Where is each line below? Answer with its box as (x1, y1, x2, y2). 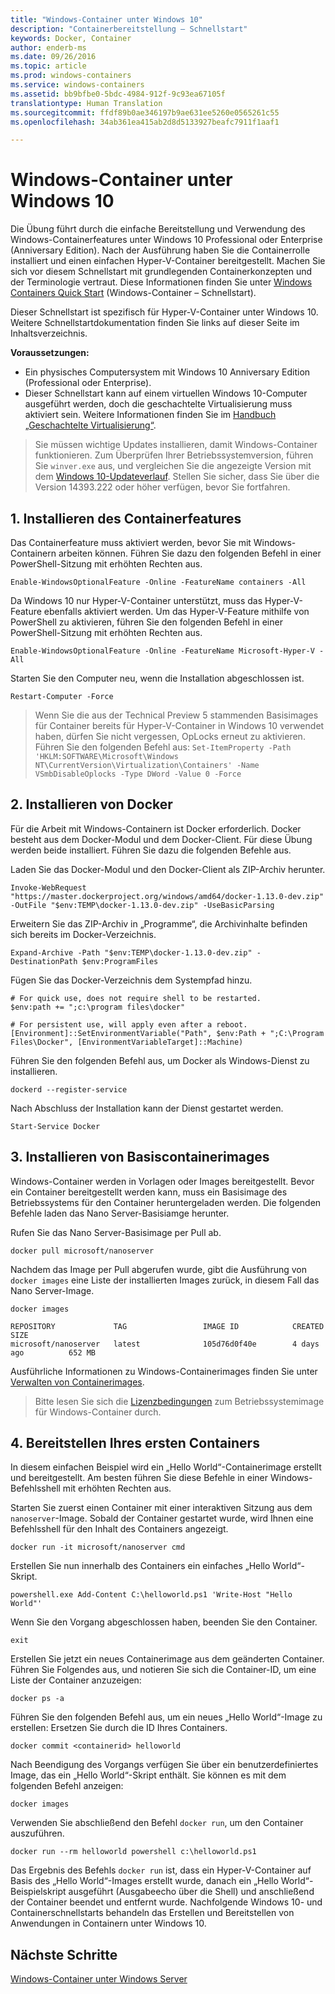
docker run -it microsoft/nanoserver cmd (10, 1542, 186, 1553)
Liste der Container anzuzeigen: (10, 1674, 142, 1686)
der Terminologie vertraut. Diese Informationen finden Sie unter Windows (10, 276, 313, 288)
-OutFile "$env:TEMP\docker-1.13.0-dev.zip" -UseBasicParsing (10, 900, 275, 910)
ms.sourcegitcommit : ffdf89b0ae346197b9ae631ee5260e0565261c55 (10, 107, 280, 118)
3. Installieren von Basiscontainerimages (10, 1149, 270, 1166)
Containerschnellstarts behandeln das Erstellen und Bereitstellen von (10, 1907, 295, 1919)
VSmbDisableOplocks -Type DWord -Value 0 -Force (34, 769, 242, 779)
